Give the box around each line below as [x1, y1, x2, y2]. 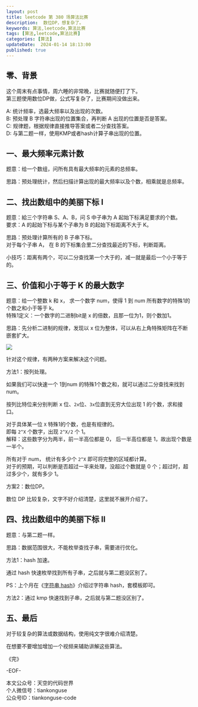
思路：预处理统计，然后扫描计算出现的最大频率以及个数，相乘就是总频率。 [6, 178, 187, 185]
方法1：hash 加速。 [6, 556, 53, 563]
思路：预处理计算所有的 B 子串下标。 [6, 234, 96, 241]
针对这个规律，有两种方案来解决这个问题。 [6, 356, 110, 362]
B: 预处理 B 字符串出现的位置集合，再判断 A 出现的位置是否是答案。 [6, 115, 170, 122]
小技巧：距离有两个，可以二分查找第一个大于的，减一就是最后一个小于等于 [6, 254, 187, 261]
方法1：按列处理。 [6, 368, 50, 375]
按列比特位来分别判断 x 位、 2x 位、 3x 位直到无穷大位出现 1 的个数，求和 [6, 401, 178, 407]
